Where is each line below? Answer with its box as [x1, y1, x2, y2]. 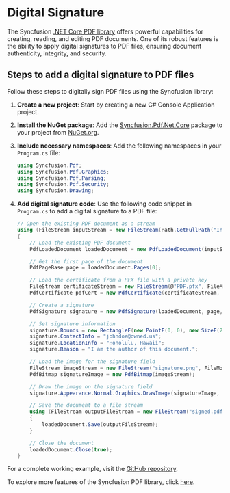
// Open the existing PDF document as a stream [16, 220, 155, 227]
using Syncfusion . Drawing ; [16, 187, 94, 194]
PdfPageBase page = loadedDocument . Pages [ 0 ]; [29, 265, 162, 271]
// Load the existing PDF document [29, 239, 131, 246]
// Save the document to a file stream [29, 402, 144, 409]
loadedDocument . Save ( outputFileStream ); [42, 421, 159, 428]
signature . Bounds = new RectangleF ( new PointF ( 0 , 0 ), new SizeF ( [29, 327, 220, 334]
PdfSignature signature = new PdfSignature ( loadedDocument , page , [29, 308, 223, 315]
